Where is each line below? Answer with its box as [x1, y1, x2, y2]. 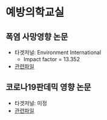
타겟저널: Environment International [14, 49, 102, 56]
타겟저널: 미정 [14, 99, 48, 107]
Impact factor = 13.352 [23, 56, 80, 62]
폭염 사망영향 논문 [5, 32, 68, 42]
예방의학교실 [5, 5, 65, 19]
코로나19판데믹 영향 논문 [5, 82, 91, 93]
